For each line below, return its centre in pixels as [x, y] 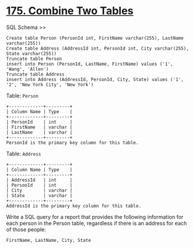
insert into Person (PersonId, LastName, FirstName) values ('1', [90, 64]
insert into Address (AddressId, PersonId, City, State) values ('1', [95, 79]
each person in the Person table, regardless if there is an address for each [97, 223]
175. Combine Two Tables [70, 11]
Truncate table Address [35, 74]
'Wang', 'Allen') [28, 69]
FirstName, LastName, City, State [49, 240]
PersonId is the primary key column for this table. [72, 143]
